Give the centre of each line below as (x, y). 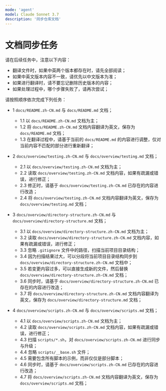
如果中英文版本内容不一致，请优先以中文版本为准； (65, 77)
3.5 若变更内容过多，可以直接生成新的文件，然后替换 (74, 269)
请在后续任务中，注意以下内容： (38, 60)
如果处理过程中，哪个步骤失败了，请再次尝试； (60, 89)
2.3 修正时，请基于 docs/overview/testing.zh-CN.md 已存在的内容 (87, 186)
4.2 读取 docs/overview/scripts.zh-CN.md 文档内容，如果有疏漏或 (87, 327)
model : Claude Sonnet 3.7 (32, 14)
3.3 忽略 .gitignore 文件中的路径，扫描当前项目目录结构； (80, 250)
